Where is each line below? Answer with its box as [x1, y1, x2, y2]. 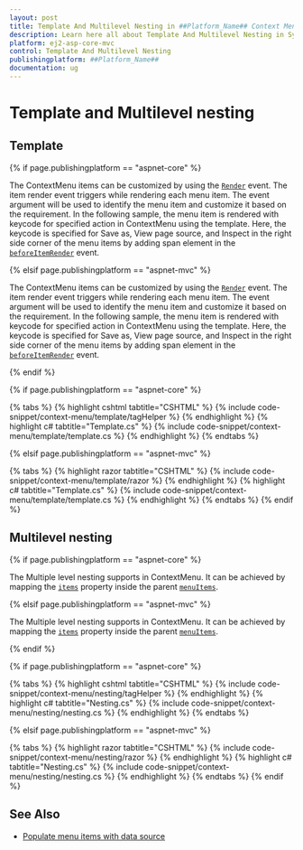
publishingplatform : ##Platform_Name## [9, 55, 160, 64]
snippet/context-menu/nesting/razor [9, 752, 145, 762]
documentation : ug [9, 64, 78, 73]
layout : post [9, 13, 59, 23]
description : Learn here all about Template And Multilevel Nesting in [9, 30, 284, 39]
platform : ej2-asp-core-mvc [9, 38, 115, 48]
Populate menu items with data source [22, 830, 165, 841]
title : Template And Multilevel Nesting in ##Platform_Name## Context [9, 22, 280, 31]
